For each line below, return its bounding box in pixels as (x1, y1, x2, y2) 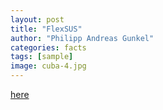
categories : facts (10, 42, 87, 53)
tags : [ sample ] (10, 52, 74, 62)
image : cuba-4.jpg (10, 61, 87, 71)
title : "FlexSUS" (10, 24, 83, 34)
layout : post (10, 14, 65, 25)
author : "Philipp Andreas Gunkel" (10, 33, 155, 43)
